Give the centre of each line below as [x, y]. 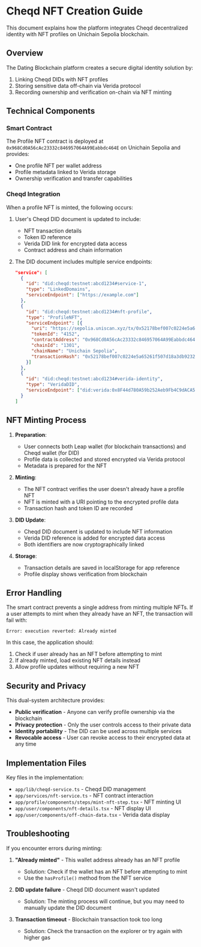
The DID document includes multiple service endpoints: [84, 261]
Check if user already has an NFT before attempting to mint [88, 654]
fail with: [17, 620]
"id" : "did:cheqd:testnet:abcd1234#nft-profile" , [89, 311]
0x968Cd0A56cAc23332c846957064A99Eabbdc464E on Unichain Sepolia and [94, 148]
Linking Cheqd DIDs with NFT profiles [61, 79]
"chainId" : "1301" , [55, 345]
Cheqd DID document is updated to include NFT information [98, 531]
